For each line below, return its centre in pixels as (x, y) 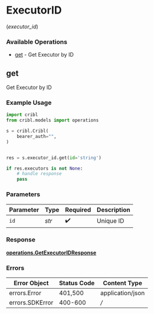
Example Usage (29, 103)
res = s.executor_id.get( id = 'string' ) (54, 158)
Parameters (23, 194)
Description (114, 210)
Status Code (77, 283)
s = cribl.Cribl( (27, 131)
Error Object (31, 283)
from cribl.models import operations (53, 120)
